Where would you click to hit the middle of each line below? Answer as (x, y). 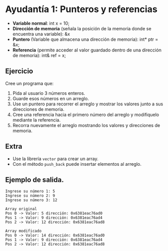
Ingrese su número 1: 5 (30, 192)
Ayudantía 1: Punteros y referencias (81, 9)
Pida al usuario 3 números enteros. (49, 93)
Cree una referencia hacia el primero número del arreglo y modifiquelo (86, 114)
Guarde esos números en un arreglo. (51, 98)
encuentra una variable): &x (41, 34)
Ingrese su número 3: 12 (31, 200)
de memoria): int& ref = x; (39, 55)
